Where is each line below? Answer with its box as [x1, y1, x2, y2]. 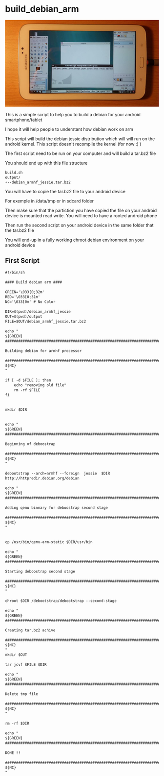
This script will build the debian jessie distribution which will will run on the [5, 136, 155, 142]
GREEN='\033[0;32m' [5, 290, 45, 295]
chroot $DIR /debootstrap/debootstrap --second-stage [5, 599, 117, 603]
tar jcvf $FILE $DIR [5, 662, 47, 667]
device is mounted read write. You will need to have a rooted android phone [5, 213, 157, 219]
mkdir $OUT [5, 652, 27, 657]
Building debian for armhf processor [5, 349, 82, 353]
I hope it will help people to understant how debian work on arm [5, 126, 133, 132]
